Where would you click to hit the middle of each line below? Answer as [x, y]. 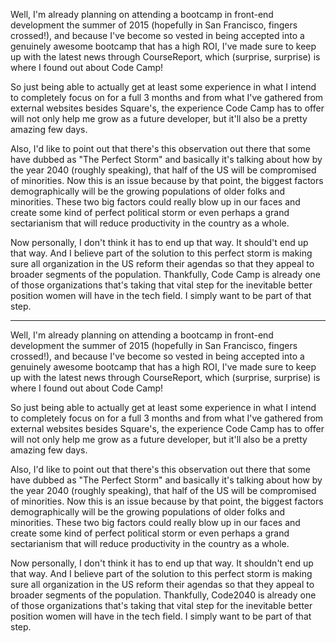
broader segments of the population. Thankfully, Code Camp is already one [165, 274]
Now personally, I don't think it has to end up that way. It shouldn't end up [162, 563]
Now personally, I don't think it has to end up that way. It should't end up [159, 242]
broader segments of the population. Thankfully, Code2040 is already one [163, 595]
